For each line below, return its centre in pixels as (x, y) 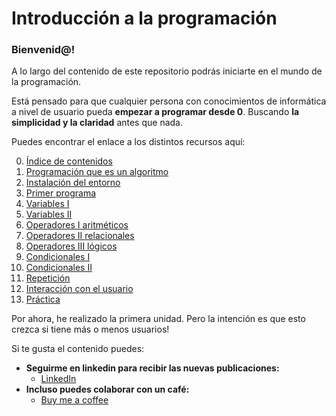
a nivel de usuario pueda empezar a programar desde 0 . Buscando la (155, 112)
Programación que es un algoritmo (97, 172)
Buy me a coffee (74, 400)
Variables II (49, 214)
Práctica (43, 299)
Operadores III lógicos (71, 246)
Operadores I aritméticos (77, 225)
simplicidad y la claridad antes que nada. (97, 123)
